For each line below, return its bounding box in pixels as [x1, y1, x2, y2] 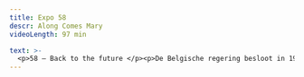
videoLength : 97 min [9, 30, 88, 38]
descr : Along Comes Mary [9, 21, 103, 30]
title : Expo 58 [9, 13, 67, 22]
